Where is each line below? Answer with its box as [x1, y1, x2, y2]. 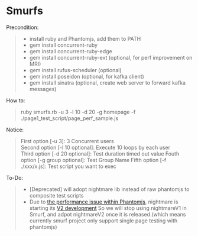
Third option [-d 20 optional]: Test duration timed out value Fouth [20, 150, 180, 157]
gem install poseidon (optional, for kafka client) [29, 73, 145, 80]
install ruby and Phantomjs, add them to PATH [29, 35, 141, 42]
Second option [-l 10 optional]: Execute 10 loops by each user [20, 144, 170, 151]
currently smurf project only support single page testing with [29, 217, 178, 224]
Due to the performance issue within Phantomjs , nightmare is [29, 198, 178, 205]
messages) [29, 85, 57, 92]
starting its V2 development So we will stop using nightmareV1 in [29, 204, 187, 211]
